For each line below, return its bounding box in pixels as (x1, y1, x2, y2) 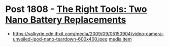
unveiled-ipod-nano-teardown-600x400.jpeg (12, 36, 108, 42)
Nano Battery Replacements (5, 14, 126, 25)
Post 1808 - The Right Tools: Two (5, 3, 147, 15)
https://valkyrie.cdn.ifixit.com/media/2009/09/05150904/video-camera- (12, 30, 164, 36)
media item (109, 36, 132, 42)
